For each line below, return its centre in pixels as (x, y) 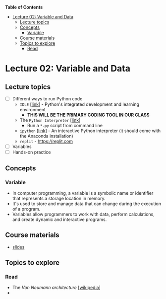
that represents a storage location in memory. (59, 198)
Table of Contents (24, 7)
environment (33, 110)
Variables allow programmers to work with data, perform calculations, (83, 214)
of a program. (26, 209)
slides (18, 247)
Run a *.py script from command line (65, 126)
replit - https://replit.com (46, 142)
